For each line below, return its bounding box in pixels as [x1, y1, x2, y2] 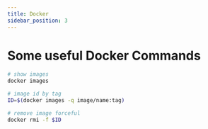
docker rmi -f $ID [7, 116, 62, 123]
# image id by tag [7, 90, 62, 98]
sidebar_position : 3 [7, 17, 69, 24]
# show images [7, 71, 50, 78]
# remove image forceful [7, 109, 81, 117]
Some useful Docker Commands [7, 47, 202, 64]
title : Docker [7, 10, 50, 18]
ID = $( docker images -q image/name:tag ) [7, 97, 125, 104]
